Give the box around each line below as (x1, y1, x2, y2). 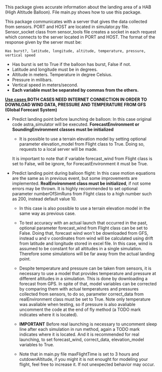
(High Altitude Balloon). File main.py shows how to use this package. (5, 9, 142, 15)
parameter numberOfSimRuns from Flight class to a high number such (12, 191, 152, 196)
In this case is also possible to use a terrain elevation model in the (19, 206, 150, 211)
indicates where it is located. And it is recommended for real (19, 332, 139, 337)
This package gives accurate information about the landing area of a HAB (5, 4, 151, 10)
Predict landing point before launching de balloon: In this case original (12, 116, 151, 122)
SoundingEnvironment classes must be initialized (12, 127, 114, 132)
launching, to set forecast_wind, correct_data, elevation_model (19, 337, 144, 342)
